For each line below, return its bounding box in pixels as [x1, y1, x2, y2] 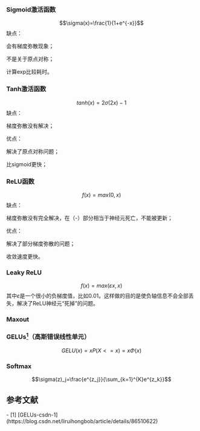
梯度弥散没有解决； [6, 122, 54, 129]
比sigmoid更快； [6, 160, 47, 167]
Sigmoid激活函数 [6, 5, 56, 13]
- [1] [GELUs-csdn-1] [6, 411, 58, 418]
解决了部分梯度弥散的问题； [6, 240, 76, 247]
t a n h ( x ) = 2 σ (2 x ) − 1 [76, 99, 127, 106]
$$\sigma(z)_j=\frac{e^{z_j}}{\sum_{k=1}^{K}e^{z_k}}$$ [31, 376, 172, 383]
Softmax [6, 361, 32, 370]
